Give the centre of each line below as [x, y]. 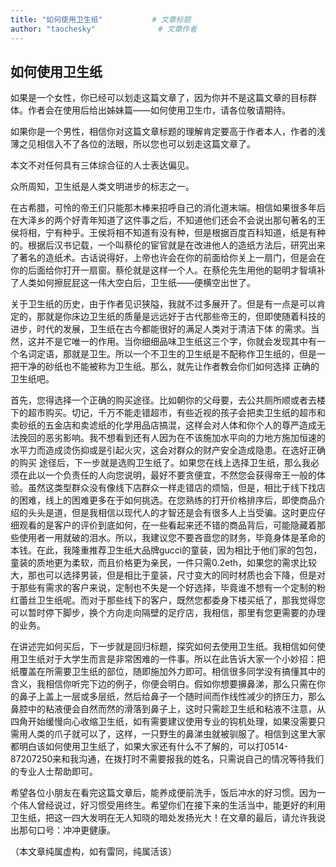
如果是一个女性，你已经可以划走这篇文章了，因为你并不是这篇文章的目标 [159, 98]
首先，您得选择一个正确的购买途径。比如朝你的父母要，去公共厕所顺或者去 [163, 400]
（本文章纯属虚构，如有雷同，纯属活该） [93, 852]
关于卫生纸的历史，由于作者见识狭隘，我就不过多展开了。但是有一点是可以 [163, 304]
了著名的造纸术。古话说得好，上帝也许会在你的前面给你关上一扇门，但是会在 [168, 258]
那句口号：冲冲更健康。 [67, 830]
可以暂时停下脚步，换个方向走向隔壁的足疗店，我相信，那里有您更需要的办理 [168, 613]
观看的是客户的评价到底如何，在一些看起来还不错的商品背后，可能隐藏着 [167, 525]
